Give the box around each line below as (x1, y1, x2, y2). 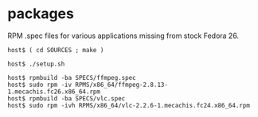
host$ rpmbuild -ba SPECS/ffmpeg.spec (7, 74, 136, 81)
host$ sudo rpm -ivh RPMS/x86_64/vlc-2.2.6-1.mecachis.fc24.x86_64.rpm (7, 101, 250, 109)
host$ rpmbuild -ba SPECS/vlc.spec (7, 94, 126, 103)
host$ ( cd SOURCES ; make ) (7, 46, 104, 54)
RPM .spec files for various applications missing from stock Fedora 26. (7, 31, 240, 40)
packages (7, 5, 75, 23)
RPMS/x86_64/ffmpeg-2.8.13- (75, 81, 169, 89)
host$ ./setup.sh (7, 60, 65, 68)
